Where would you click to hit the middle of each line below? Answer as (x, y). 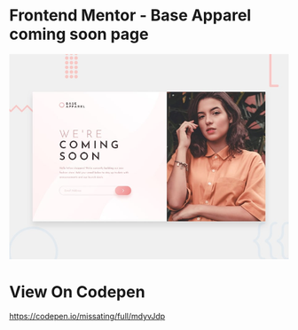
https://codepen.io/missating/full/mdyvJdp (87, 317)
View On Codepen (77, 291)
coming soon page (79, 34)
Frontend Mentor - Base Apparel (130, 16)
